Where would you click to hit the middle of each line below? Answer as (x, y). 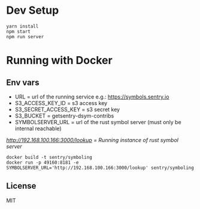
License (21, 186)
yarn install (22, 26)
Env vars (23, 82)
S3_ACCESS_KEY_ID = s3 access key (61, 103)
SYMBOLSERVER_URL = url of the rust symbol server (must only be (98, 122)
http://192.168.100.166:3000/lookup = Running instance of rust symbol (92, 140)
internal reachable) (38, 128)
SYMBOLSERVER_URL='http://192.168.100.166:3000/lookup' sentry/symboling (100, 168)
